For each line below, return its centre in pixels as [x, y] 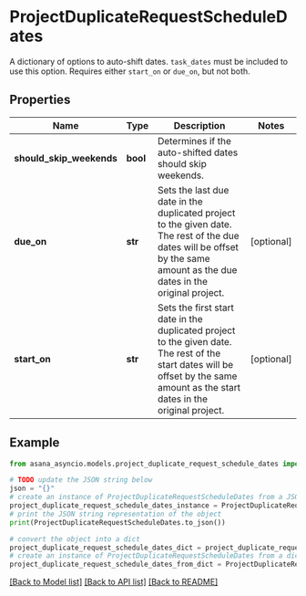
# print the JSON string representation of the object [116, 514]
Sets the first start [196, 308]
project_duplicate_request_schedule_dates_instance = [114, 506]
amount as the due [198, 269]
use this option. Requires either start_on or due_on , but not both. [130, 71]
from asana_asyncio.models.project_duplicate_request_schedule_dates [144, 464]
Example [35, 443]
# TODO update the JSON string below [81, 480]
